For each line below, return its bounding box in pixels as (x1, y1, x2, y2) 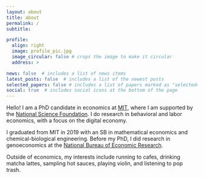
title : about (6, 15, 39, 21)
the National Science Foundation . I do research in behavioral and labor (6, 111, 182, 118)
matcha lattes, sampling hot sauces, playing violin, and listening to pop (6, 160, 183, 167)
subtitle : (6, 26, 32, 32)
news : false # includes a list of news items (6, 70, 126, 77)
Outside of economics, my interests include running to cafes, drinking (6, 153, 181, 161)
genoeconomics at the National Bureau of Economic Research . (6, 142, 163, 149)
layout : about (6, 9, 42, 15)
